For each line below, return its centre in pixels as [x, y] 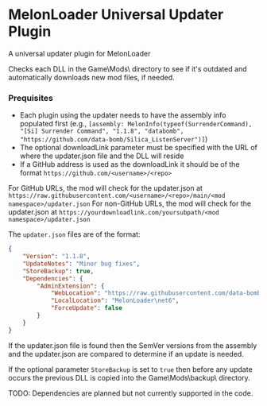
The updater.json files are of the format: [74, 234]
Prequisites [31, 98]
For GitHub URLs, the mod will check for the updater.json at [105, 188]
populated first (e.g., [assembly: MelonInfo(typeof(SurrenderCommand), [136, 124]
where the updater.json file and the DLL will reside [102, 156]
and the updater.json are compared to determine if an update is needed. [126, 354]
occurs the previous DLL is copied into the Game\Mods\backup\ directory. [129, 377]
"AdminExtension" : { [71, 286]
